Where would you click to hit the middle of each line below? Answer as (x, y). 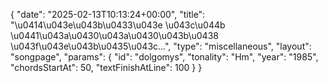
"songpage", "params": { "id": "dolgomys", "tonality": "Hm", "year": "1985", (164, 57)
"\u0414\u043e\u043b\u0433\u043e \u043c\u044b (118, 25)
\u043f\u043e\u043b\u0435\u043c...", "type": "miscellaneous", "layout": (161, 46)
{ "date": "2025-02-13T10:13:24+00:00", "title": (108, 14)
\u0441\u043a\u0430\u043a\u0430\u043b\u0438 (114, 35)
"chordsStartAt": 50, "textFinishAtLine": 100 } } (106, 67)
